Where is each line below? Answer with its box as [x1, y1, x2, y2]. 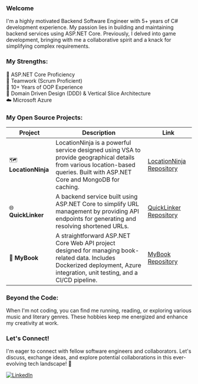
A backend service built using [55, 192, 138, 200]
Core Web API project [55, 239, 115, 247]
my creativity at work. [6, 320, 59, 327]
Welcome [6, 4, 34, 12]
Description [82, 128, 116, 136]
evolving [6, 360, 27, 367]
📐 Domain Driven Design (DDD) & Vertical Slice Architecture [6, 90, 151, 97]
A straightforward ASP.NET [55, 232, 131, 240]
